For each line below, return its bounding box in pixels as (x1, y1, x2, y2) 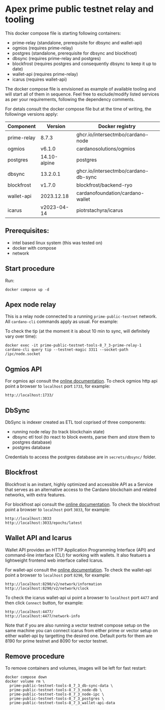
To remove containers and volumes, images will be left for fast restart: (5, 665, 147, 671)
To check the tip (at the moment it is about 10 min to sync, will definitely (5, 328, 150, 334)
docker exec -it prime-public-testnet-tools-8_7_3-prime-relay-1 (5, 343, 141, 348)
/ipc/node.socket (5, 352, 41, 356)
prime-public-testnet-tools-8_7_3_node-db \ (9, 688, 102, 693)
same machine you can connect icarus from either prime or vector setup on (5, 627, 158, 633)
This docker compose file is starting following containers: (5, 30, 121, 36)
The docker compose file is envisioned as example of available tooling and (5, 86, 156, 92)
